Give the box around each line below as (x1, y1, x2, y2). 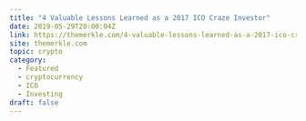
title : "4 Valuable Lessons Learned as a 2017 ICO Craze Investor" (9, 13, 271, 23)
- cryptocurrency (17, 73, 84, 82)
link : (9, 30, 30, 39)
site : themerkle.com (9, 38, 88, 48)
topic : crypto (9, 47, 64, 56)
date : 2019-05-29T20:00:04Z (9, 22, 117, 31)
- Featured (17, 65, 59, 74)
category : (9, 55, 47, 65)
